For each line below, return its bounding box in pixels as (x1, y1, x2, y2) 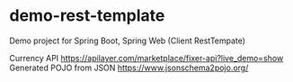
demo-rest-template (9, 5, 165, 26)
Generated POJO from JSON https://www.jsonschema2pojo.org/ (9, 62, 249, 73)
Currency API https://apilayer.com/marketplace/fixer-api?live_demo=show (9, 52, 284, 63)
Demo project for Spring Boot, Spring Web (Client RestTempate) (9, 35, 245, 46)
